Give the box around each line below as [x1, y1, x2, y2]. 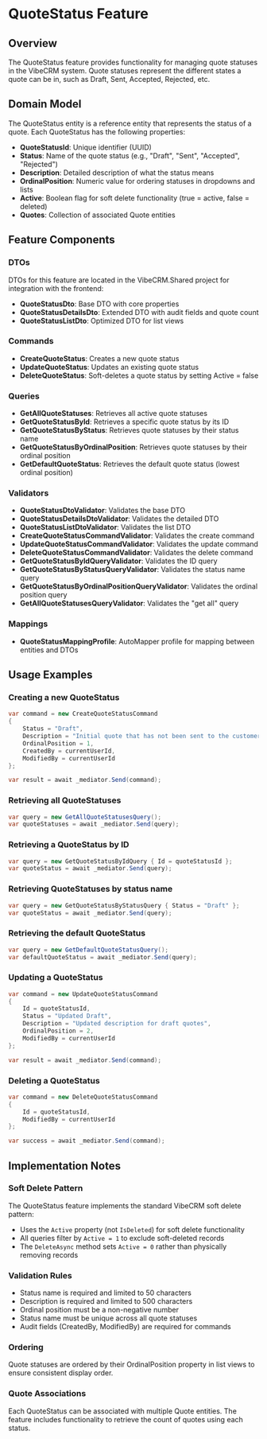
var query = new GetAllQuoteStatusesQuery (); [8, 813, 161, 821]
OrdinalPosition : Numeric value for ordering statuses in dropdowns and [19, 176, 256, 185]
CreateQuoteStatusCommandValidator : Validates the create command [19, 531, 255, 541]
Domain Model [8, 97, 82, 111]
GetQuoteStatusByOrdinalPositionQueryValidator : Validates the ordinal [19, 581, 258, 591]
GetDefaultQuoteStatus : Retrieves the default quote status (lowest [19, 459, 240, 469]
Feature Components [8, 233, 115, 247]
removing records [19, 1250, 79, 1259]
